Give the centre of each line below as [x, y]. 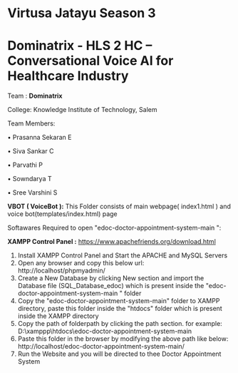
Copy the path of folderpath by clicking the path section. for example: [120, 324]
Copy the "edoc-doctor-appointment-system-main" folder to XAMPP [119, 301]
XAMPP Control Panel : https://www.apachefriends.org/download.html [112, 242]
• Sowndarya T [30, 179]
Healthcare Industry [68, 76]
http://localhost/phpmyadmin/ [61, 271]
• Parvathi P [25, 165]
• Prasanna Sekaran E [40, 138]
